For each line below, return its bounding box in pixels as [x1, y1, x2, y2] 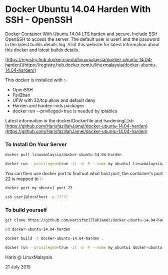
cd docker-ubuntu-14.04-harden [5, 227, 70, 232]
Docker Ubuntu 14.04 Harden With [5, 4, 151, 15]
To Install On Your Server [5, 141, 67, 148]
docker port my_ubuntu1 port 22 [5, 185, 72, 190]
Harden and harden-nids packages [12, 102, 85, 108]
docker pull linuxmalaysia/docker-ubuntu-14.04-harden [5, 152, 122, 158]
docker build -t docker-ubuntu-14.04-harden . [5, 236, 104, 241]
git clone [5, 218, 26, 223]
